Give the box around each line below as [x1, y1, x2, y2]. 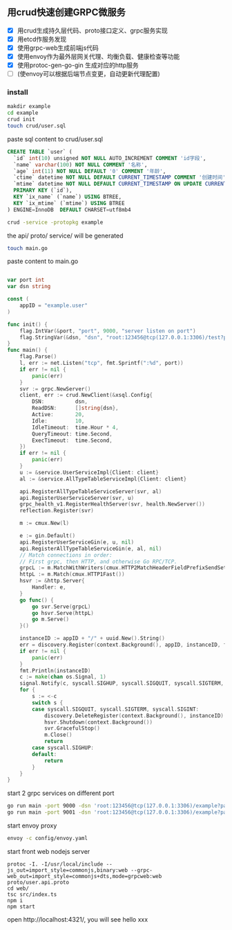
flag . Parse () [19, 353, 57, 360]
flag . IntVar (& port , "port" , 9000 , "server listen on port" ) [19, 328, 196, 334]
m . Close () [43, 731, 72, 739]
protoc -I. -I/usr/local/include [7, 861, 104, 868]
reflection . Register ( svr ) [19, 508, 95, 515]
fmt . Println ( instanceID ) [19, 667, 91, 674]
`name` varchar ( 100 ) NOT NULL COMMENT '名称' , [13, 161, 148, 168]
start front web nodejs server [7, 847, 90, 855]
